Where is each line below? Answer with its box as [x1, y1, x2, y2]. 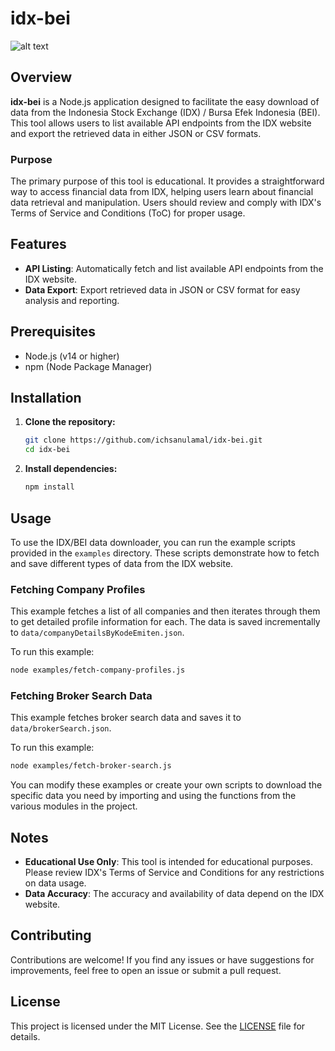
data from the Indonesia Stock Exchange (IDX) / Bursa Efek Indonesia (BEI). [10, 106, 321, 118]
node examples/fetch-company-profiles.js [10, 665, 186, 676]
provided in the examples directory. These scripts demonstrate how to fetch [10, 547, 320, 559]
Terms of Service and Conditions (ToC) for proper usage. [10, 207, 246, 219]
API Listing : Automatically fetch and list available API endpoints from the [24, 262, 324, 274]
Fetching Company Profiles [10, 582, 146, 596]
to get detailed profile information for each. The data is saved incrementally [10, 616, 321, 628]
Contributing [10, 927, 92, 944]
